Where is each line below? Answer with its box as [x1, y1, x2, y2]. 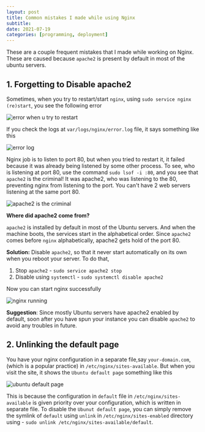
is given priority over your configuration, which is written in [32, 398, 182, 406]
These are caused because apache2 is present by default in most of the [6, 55, 185, 62]
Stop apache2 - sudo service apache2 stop [15, 266, 122, 274]
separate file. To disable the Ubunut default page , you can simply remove [6, 405, 192, 412]
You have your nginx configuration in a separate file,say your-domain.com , [6, 356, 191, 363]
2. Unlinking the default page [6, 340, 119, 350]
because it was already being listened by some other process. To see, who [6, 162, 195, 169]
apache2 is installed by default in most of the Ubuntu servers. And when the [6, 224, 196, 231]
